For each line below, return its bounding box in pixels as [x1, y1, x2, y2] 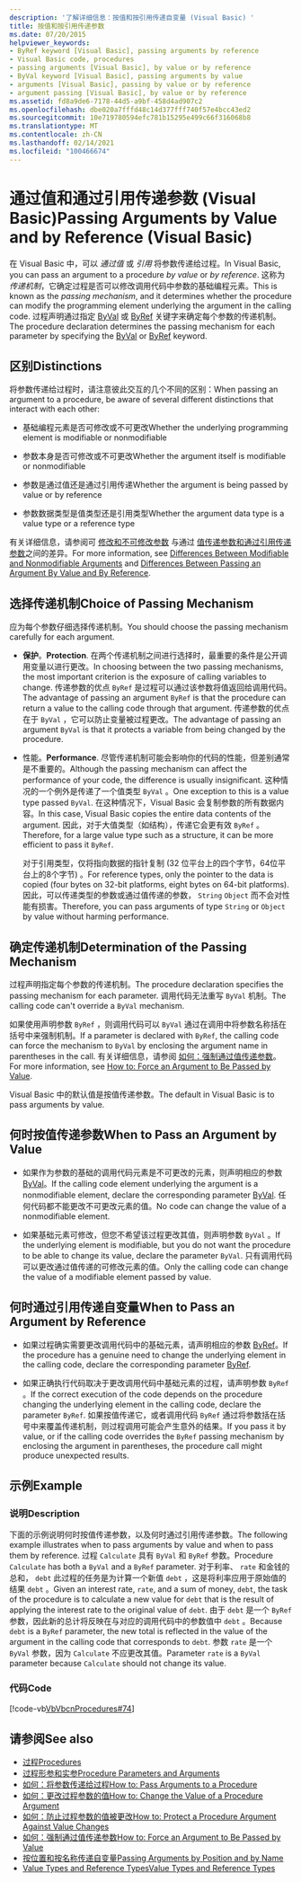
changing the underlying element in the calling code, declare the [22, 1399, 261, 1409]
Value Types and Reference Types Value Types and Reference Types [22, 1863, 276, 1874]
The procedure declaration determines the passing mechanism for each [9, 321, 276, 331]
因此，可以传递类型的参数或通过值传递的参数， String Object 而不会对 [22, 890, 283, 901]
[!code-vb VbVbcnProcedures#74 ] [9, 1703, 135, 1714]
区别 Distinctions [9, 358, 102, 374]
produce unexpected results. [22, 1450, 129, 1461]
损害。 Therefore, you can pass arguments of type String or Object [38, 901, 286, 912]
